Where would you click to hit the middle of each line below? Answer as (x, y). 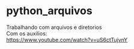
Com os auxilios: (27, 33)
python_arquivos (49, 11)
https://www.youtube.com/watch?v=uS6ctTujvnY (67, 40)
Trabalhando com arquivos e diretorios (54, 27)
